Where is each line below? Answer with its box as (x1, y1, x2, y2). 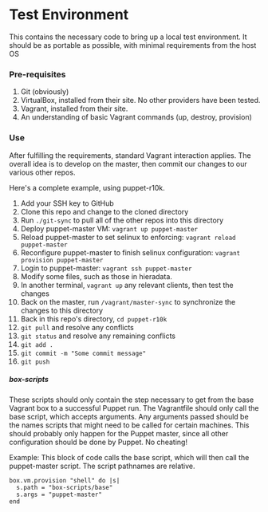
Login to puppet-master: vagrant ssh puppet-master (20, 263, 192, 273)
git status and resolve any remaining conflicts (20, 331, 176, 341)
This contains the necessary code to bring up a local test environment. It (9, 32, 247, 41)
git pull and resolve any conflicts (20, 322, 134, 332)
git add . (20, 341, 54, 349)
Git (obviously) (20, 87, 69, 96)
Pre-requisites (9, 69, 66, 80)
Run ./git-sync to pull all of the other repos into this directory (20, 215, 224, 225)
